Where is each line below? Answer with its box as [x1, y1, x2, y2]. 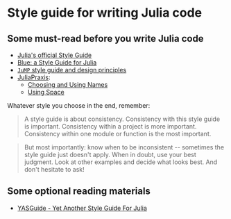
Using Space [27, 88, 65, 96]
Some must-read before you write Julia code [7, 33, 204, 44]
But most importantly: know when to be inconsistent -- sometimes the [24, 143, 224, 151]
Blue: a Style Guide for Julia [17, 58, 97, 67]
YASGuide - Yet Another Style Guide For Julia [17, 204, 148, 212]
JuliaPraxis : [17, 73, 51, 81]
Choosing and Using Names [27, 81, 108, 88]
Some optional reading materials [7, 186, 151, 197]
